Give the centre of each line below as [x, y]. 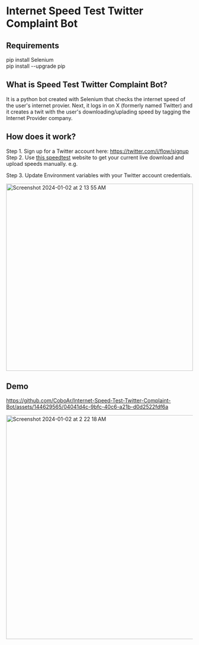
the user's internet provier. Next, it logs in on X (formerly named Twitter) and [99, 105]
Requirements [33, 45]
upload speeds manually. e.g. [42, 163]
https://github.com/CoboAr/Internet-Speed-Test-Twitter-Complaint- [89, 401]
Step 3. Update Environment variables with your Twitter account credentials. [99, 175]
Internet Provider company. [39, 118]
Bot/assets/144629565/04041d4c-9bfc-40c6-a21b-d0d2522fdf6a [87, 407]
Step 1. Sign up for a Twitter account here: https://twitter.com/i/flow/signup [97, 151]
